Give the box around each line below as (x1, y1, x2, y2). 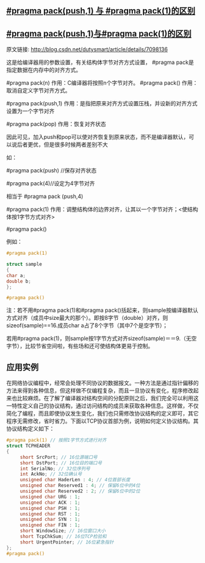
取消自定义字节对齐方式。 (6, 87, 71, 94)
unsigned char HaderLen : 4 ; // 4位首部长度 (20, 477, 131, 483)
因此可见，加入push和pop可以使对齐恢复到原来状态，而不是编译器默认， (6, 133, 189, 141)
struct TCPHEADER (6, 443, 51, 449)
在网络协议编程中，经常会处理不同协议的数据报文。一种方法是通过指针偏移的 (6, 380, 199, 387)
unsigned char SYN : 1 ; (20, 517, 81, 523)
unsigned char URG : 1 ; (20, 494, 81, 500)
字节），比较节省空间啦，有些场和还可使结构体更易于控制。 (6, 342, 154, 350)
